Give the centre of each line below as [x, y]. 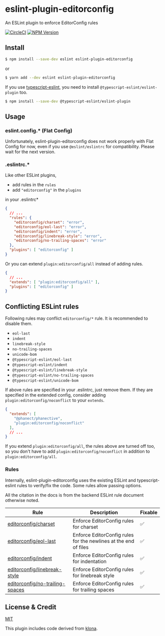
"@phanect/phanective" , [38, 418]
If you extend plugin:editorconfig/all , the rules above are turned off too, [80, 446]
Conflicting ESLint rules [42, 306]
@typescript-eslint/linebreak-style [50, 370]
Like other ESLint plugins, [31, 175]
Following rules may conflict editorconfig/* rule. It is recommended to [77, 318]
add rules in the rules [34, 185]
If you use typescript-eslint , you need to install [52, 87]
